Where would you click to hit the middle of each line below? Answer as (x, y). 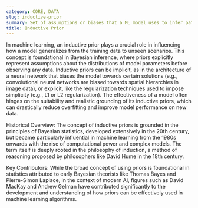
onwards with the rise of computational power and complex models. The (94, 144)
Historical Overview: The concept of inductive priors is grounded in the (92, 125)
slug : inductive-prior (34, 17)
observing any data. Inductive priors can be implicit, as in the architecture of (99, 70)
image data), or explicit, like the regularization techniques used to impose (95, 88)
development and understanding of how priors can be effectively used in (95, 193)
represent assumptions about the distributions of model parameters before (97, 64)
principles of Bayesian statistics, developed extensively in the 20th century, (98, 131)
